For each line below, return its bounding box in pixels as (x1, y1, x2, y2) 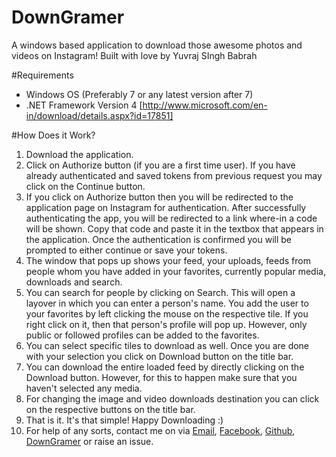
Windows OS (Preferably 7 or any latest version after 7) (25, 88, 254, 100)
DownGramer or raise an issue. (25, 435, 154, 447)
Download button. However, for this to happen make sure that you (25, 371, 298, 383)
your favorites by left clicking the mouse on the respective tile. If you (25, 307, 309, 320)
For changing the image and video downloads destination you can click (25, 392, 320, 405)
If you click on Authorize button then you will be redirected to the (25, 191, 294, 203)
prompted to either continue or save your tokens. (25, 244, 228, 256)
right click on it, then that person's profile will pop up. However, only (25, 318, 308, 330)
